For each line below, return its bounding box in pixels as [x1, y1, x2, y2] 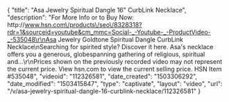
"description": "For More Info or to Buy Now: [7, 13, 134, 22]
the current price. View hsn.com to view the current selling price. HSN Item [7, 65, 222, 73]
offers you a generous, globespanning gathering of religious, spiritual [7, 50, 205, 58]
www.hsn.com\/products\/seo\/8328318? [24, 21, 142, 28]
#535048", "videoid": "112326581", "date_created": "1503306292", [7, 72, 198, 80]
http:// [7, 21, 26, 28]
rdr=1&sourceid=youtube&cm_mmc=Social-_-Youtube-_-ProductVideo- [7, 28, 211, 36]
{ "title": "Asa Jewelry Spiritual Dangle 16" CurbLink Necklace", [7, 6, 187, 14]
